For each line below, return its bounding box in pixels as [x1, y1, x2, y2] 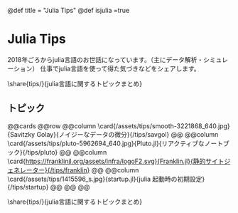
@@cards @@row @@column [7, 121, 97, 130]
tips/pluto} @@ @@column [27, 147, 107, 156]
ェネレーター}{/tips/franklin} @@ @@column [7, 165, 139, 174]
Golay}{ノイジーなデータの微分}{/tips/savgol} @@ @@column [36, 130, 219, 138]
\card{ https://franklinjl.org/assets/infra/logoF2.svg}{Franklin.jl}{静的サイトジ [7, 157, 231, 165]
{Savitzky [7, 130, 36, 138]
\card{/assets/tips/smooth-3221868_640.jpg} [97, 121, 230, 130]
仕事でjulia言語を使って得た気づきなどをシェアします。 [40, 64, 200, 73]
